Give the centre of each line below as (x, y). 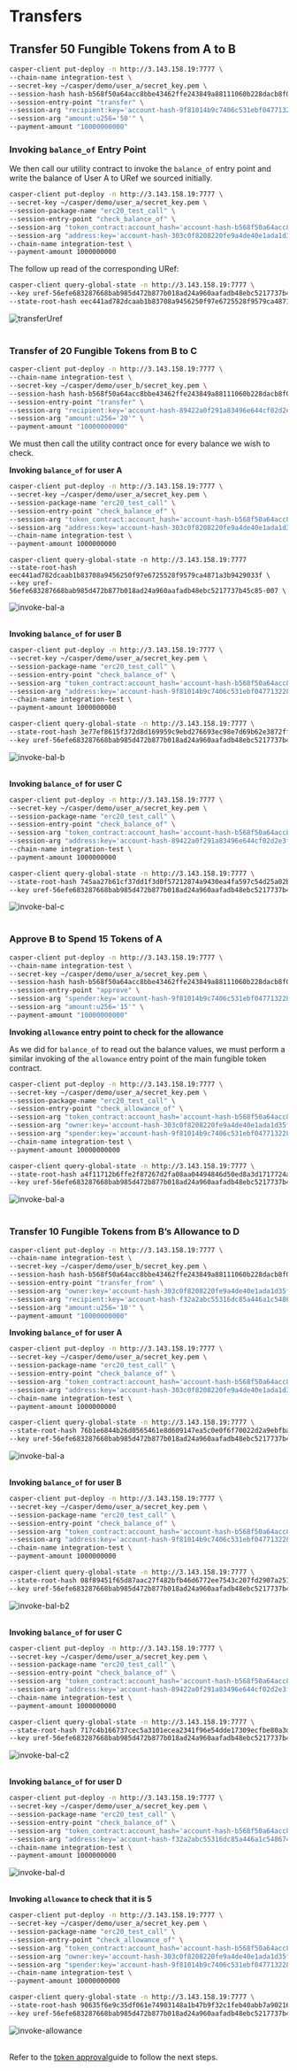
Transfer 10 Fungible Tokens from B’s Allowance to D (125, 1232)
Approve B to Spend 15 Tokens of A (86, 939)
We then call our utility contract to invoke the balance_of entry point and (140, 169)
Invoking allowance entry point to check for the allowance (116, 1032)
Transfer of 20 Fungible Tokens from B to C (103, 350)
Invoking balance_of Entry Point (78, 150)
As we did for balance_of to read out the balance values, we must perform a (147, 1049)
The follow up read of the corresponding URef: (94, 269)
